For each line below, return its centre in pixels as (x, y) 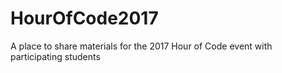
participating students (55, 56)
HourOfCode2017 (84, 18)
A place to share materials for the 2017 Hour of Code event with (141, 46)
